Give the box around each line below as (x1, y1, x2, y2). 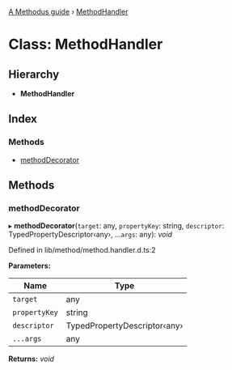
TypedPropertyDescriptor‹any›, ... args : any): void (8, 230, 172, 240)
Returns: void (8, 354, 55, 364)
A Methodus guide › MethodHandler (8, 7, 129, 16)
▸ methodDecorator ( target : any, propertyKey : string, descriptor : (8, 221, 225, 231)
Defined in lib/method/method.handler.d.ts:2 (8, 245, 156, 255)
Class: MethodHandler (8, 36, 163, 53)
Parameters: (8, 261, 51, 270)
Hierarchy (8, 67, 60, 81)
